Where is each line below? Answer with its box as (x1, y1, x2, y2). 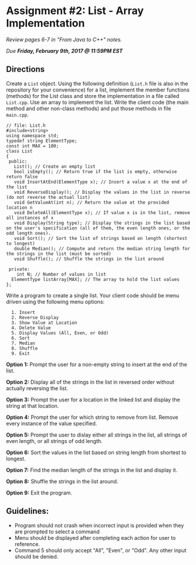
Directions (6, 65, 45, 75)
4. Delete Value (11, 324, 51, 331)
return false (6, 174, 38, 180)
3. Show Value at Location (11, 320, 77, 326)
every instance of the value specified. (6, 419, 97, 427)
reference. (14, 540, 40, 547)
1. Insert (11, 309, 35, 315)
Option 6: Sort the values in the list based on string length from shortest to (6, 449, 187, 456)
